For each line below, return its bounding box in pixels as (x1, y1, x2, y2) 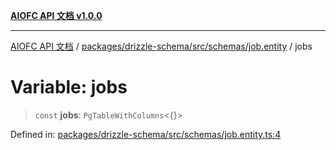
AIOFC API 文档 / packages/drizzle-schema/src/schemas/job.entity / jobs (10, 40, 313, 52)
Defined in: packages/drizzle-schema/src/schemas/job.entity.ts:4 (10, 128, 282, 140)
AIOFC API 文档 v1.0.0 (10, 10, 103, 21)
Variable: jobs (10, 76, 128, 99)
